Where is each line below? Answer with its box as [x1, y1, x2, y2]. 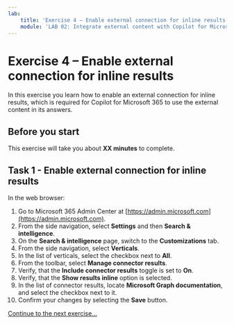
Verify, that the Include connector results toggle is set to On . [17, 266, 194, 275]
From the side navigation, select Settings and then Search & [17, 222, 191, 230]
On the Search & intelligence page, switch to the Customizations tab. [17, 236, 219, 245]
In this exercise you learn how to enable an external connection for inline [8, 91, 216, 99]
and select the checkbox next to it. [17, 288, 117, 296]
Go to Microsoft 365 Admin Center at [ [17, 206, 128, 216]
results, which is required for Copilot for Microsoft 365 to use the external [8, 98, 219, 106]
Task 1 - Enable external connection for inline [8, 164, 207, 176]
